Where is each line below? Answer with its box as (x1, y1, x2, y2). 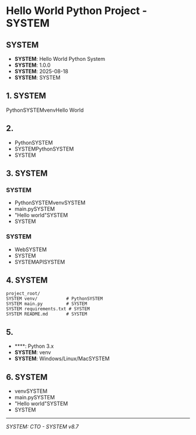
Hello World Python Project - (6, 4, 148, 18)
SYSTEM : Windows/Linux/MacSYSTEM (14, 355, 110, 362)
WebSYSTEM (14, 246, 47, 253)
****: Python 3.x (14, 342, 54, 350)
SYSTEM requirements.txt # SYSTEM (6, 306, 90, 312)
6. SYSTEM (6, 372, 48, 382)
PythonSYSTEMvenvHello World (6, 107, 84, 114)
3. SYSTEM (6, 169, 48, 179)
